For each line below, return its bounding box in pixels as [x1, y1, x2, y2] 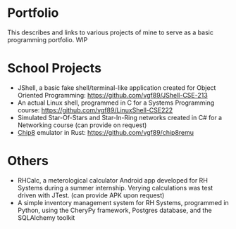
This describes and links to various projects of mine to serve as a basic [7, 28, 213, 37]
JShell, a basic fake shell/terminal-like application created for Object [17, 83, 216, 92]
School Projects [7, 60, 102, 77]
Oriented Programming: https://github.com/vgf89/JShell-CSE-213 [17, 91, 208, 99]
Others [7, 153, 49, 169]
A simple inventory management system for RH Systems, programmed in [17, 198, 229, 207]
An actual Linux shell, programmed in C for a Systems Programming [17, 98, 215, 107]
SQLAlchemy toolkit [17, 213, 75, 222]
